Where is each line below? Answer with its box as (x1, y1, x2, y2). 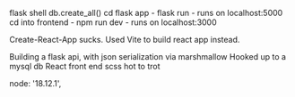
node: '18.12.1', (9, 78, 62, 88)
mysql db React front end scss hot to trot (9, 61, 161, 71)
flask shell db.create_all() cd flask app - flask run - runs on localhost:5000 (9, 8, 283, 18)
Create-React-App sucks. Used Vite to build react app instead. (9, 35, 240, 44)
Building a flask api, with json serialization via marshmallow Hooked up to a (9, 52, 287, 61)
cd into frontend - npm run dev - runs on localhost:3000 (9, 17, 217, 28)
